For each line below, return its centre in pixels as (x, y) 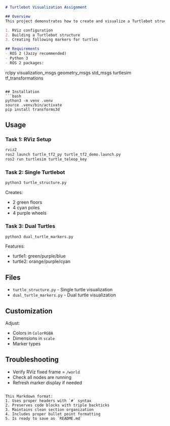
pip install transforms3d (32, 109)
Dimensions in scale (34, 338)
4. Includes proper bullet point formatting (53, 414)
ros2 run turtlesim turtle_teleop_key (46, 160)
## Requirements (22, 49)
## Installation (22, 92)
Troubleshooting (32, 360)
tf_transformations (24, 78)
